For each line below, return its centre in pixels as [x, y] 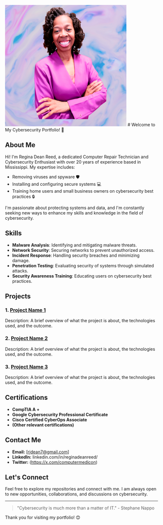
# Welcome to [141, 125]
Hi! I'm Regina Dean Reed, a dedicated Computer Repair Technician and [77, 157]
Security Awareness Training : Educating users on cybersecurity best [82, 276]
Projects [18, 296]
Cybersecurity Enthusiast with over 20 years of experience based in [73, 162]
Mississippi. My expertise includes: [40, 167]
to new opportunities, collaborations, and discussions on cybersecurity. [76, 494]
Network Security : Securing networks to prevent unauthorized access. [83, 250]
